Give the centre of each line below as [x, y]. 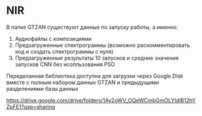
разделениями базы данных [42, 88]
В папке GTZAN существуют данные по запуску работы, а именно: [92, 27]
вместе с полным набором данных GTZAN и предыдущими [83, 82]
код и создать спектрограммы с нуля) [64, 51]
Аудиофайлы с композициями [53, 38]
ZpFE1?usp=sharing [31, 106]
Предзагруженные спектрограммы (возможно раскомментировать [103, 45]
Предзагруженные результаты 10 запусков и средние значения [97, 58]
